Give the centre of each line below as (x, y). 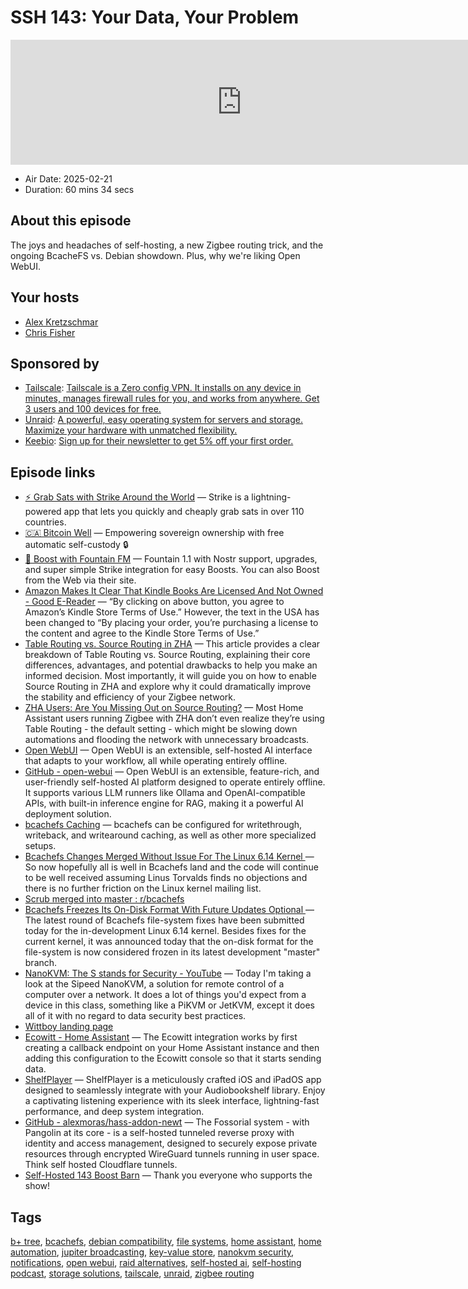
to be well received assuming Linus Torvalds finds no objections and (166, 878)
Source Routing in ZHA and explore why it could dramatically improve (168, 687)
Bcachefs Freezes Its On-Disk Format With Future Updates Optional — (169, 910)
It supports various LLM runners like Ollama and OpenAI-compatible (165, 793)
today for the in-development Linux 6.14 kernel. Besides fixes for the (165, 931)
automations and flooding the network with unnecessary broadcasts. (167, 740)
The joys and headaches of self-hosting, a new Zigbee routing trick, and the (167, 245)
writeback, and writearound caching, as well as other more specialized (170, 835)
